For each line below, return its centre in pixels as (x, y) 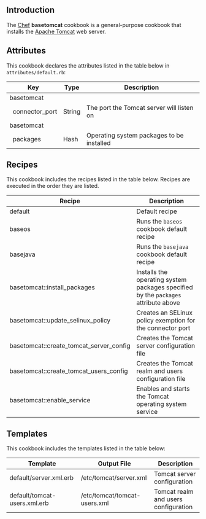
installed (98, 142)
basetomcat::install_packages (52, 287)
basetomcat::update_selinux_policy (60, 321)
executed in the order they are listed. (53, 186)
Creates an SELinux (165, 313)
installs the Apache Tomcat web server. (56, 31)
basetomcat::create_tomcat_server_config (70, 346)
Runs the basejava (162, 247)
